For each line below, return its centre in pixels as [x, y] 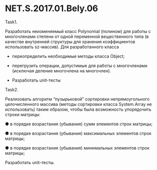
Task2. [12, 89]
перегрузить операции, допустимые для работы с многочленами [80, 66]
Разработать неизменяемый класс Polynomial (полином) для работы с [78, 31]
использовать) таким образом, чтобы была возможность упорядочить [78, 109]
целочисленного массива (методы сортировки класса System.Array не [78, 104]
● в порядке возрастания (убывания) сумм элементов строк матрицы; [79, 124]
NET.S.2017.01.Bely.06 [51, 8]
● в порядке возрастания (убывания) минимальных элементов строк [77, 148]
